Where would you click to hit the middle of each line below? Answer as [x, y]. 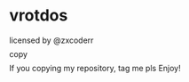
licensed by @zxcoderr [51, 40]
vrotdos [39, 16]
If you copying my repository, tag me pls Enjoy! [95, 68]
